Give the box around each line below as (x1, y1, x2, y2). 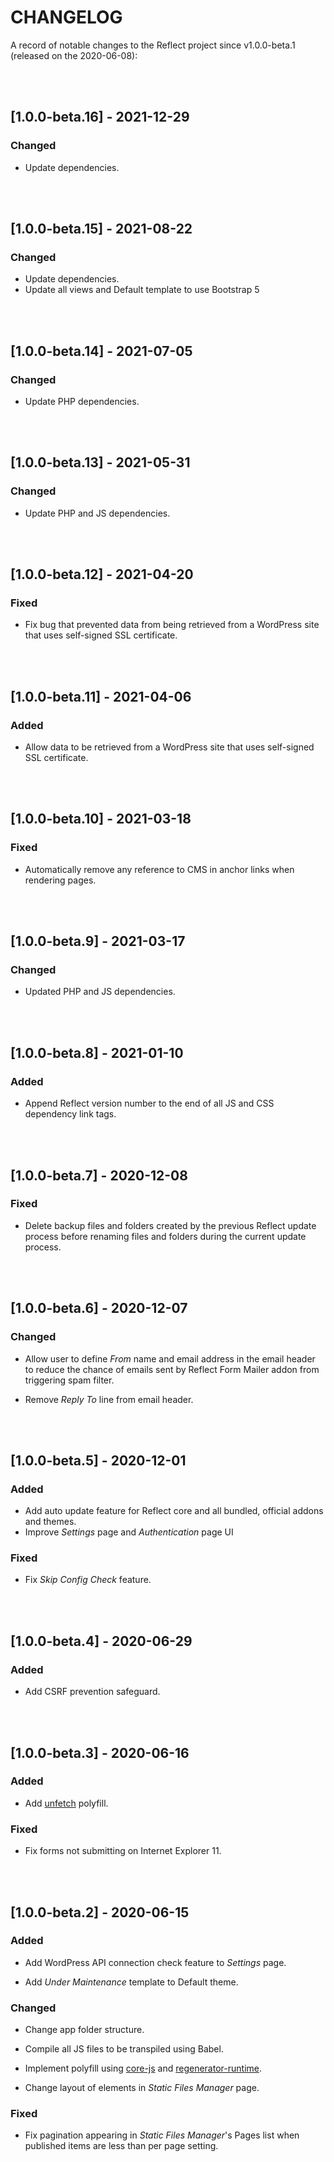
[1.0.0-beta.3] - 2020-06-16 (10, 1744, 190, 1761)
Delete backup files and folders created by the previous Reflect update (24, 1219, 317, 1231)
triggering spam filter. (24, 1374, 115, 1386)
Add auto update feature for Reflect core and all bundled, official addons (24, 1505, 324, 1517)
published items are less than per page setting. (24, 2140, 219, 2152)
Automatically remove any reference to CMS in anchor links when (24, 863, 295, 875)
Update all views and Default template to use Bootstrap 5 (24, 284, 260, 296)
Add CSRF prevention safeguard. (24, 1686, 161, 1698)
